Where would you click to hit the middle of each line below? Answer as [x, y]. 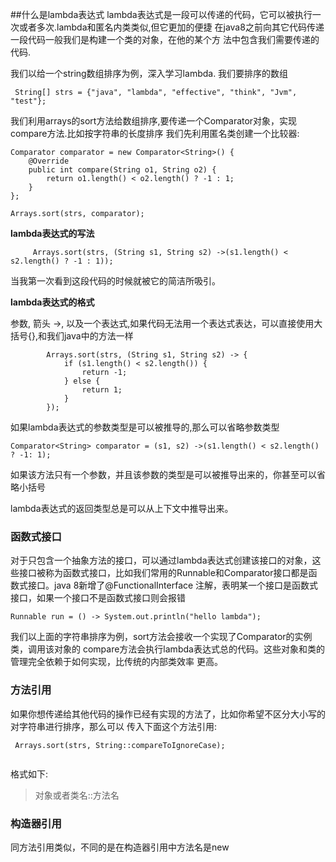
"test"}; [28, 101]
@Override [49, 161]
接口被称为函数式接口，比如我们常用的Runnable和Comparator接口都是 [163, 573]
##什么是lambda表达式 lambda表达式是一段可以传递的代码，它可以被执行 [161, 14]
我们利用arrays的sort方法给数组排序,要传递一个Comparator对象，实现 [154, 121]
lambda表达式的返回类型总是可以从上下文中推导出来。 [122, 508]
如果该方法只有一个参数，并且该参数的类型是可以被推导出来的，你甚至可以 [163, 474]
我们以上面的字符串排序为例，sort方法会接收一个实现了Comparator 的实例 [161, 637]
